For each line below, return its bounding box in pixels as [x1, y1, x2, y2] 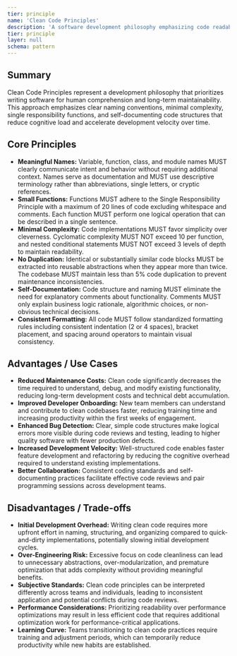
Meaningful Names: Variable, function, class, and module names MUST [17, 157, 227, 166]
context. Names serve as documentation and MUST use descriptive [17, 172, 214, 181]
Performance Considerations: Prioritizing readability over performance [17, 603, 226, 612]
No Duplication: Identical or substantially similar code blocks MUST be [17, 255, 224, 263]
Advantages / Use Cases [7, 358, 119, 370]
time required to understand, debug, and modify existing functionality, [17, 384, 221, 393]
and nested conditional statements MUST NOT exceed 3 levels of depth [17, 239, 226, 248]
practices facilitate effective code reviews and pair [57, 474, 205, 482]
